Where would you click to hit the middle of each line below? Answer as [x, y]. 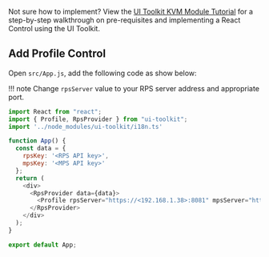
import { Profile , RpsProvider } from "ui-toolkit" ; [98, 119]
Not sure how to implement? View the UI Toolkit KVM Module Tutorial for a [131, 12]
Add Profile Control [57, 54]
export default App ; [43, 245]
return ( [30, 178]
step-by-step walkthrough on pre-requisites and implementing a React [124, 20]
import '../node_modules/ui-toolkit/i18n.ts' [85, 126]
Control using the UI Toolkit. [54, 28]
